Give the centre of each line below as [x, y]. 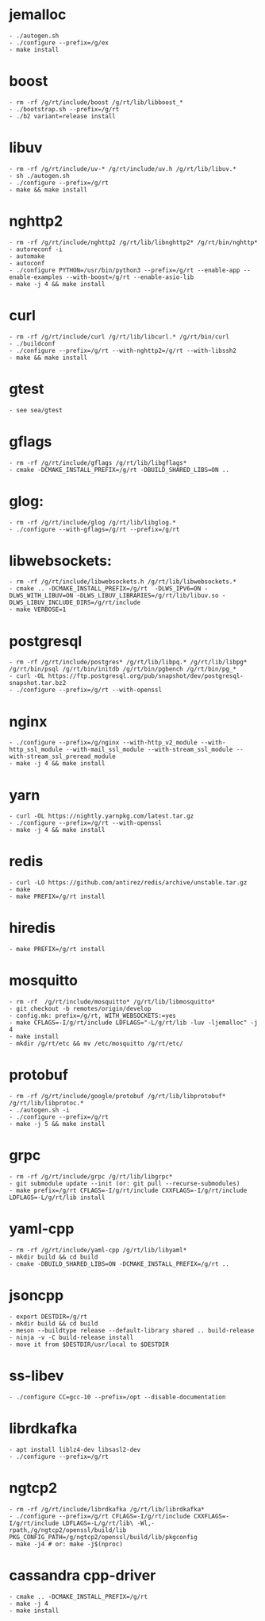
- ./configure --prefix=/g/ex [59, 43]
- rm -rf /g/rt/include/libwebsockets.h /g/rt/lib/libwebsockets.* [123, 582]
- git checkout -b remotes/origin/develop [80, 1009]
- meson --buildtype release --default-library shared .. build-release [132, 1330]
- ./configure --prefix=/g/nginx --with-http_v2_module [103, 743]
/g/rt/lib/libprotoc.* [46, 1103]
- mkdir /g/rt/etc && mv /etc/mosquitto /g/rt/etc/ [96, 1044]
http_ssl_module [36, 750]
